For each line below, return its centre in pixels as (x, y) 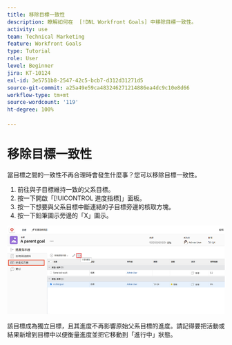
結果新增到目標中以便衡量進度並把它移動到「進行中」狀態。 (92, 334)
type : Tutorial (29, 51)
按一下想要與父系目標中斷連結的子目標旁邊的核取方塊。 (96, 206)
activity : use (28, 29)
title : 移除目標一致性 (36, 15)
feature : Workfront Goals (44, 44)
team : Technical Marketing (46, 37)
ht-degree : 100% (30, 110)
